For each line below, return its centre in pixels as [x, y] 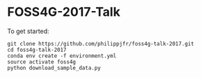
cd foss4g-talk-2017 [37, 50]
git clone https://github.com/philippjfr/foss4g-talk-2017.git [101, 43]
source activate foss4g [42, 62]
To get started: [29, 31]
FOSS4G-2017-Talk [64, 12]
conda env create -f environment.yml [62, 56]
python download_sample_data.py [54, 68]
